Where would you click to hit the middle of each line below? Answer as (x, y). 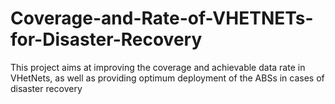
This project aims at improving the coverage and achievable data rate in (158, 67)
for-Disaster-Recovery (106, 39)
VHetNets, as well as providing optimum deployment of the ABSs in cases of (167, 78)
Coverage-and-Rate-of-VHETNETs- (162, 18)
